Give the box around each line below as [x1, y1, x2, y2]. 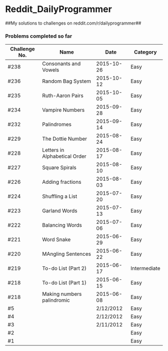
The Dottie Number [42, 135, 87, 142]
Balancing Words [42, 222, 82, 229]
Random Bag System [42, 78, 91, 85]
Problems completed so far [5, 33, 72, 40]
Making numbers [42, 290, 82, 297]
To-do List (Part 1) [42, 279, 86, 286]
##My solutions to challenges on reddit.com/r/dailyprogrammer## [5, 20, 141, 26]
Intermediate [130, 265, 160, 272]
